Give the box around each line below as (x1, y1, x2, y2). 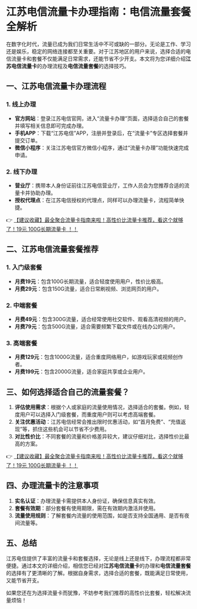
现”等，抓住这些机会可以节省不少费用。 (14, 426, 110, 433)
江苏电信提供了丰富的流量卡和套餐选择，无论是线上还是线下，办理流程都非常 (6, 554, 191, 562)
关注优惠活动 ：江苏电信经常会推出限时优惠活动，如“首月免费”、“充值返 (14, 419, 186, 426)
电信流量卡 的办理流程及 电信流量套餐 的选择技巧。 (11, 62, 130, 69)
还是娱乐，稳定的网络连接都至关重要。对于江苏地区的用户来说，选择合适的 (6, 47, 186, 55)
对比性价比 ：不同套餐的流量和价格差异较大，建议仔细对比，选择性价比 (14, 433, 185, 440)
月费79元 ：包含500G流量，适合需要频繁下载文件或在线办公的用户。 (14, 323, 179, 330)
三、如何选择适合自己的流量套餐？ (6, 387, 130, 397)
